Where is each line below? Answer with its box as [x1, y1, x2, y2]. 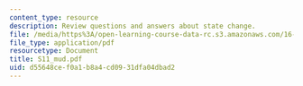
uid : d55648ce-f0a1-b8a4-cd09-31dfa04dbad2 [9, 64, 176, 73]
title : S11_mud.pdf [9, 55, 83, 64]
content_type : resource [9, 13, 99, 22]
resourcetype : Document [9, 47, 99, 56]
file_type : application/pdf [9, 38, 115, 47]
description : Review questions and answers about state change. [9, 21, 256, 30]
